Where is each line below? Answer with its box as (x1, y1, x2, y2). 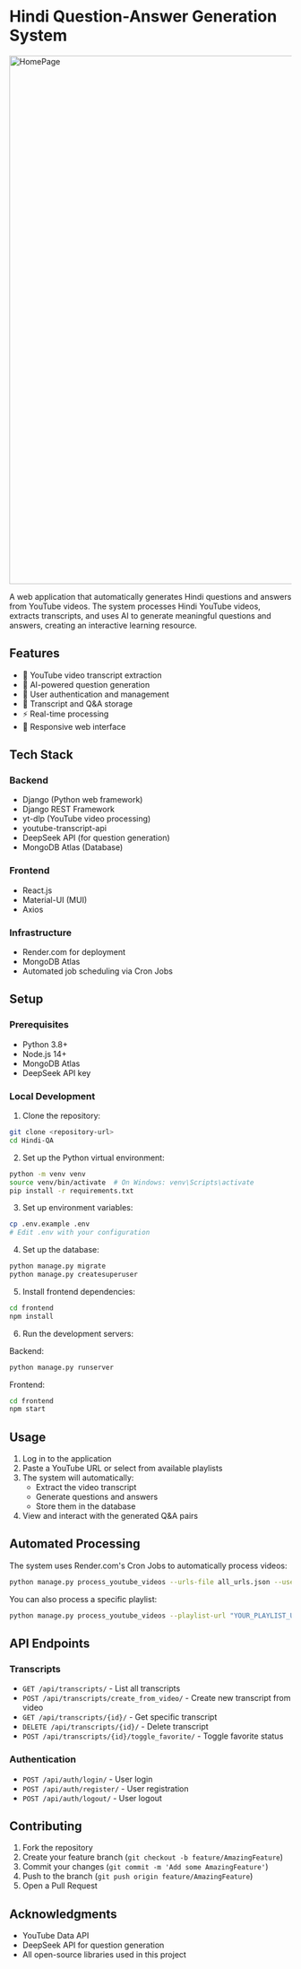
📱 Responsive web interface (21, 721, 126, 732)
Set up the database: (21, 1245, 100, 1255)
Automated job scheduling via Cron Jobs (21, 966, 173, 976)
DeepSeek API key (21, 1067, 91, 1078)
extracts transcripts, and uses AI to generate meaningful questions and (9, 610, 271, 620)
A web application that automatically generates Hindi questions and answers (9, 591, 292, 602)
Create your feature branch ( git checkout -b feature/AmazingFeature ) (21, 1852, 284, 1862)
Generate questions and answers (35, 1491, 159, 1503)
